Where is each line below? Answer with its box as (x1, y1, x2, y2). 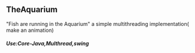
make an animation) (6, 26, 54, 34)
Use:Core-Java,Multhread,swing (6, 40, 90, 47)
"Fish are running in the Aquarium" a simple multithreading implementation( (6, 20, 190, 27)
